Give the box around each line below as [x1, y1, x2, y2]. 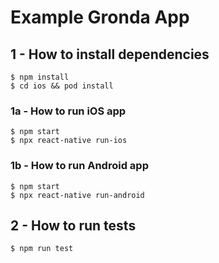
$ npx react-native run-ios [10, 136, 128, 146]
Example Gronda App [10, 6, 190, 29]
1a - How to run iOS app [10, 104, 127, 118]
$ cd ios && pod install [10, 81, 114, 91]
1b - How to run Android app [10, 159, 149, 173]
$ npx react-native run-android [10, 190, 145, 200]
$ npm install [10, 72, 70, 82]
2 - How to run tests [10, 217, 137, 234]
